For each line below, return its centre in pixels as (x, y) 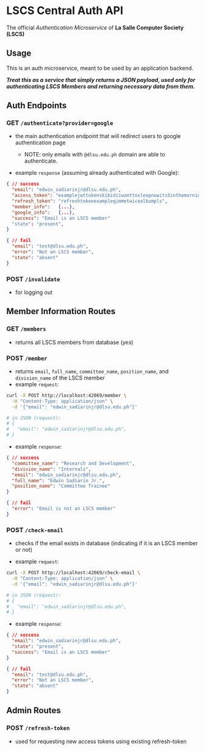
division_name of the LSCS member (60, 378)
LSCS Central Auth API (65, 11)
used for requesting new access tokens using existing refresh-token (101, 741)
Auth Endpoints (37, 105)
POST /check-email (35, 530)
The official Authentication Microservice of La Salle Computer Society (95, 27)
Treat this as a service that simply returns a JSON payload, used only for (101, 79)
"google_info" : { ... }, (43, 212)
